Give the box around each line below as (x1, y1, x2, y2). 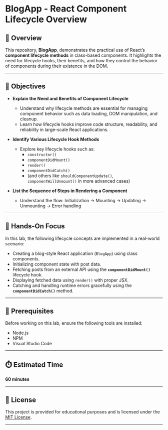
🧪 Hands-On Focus (5, 222, 65, 231)
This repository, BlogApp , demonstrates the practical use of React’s (5, 47, 145, 53)
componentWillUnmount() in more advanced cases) (27, 178, 130, 184)
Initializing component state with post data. (12, 261, 101, 267)
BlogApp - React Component (5, 3, 127, 15)
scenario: (5, 240, 24, 246)
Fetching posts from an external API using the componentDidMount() (12, 266, 151, 272)
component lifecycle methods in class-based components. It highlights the (5, 52, 161, 58)
